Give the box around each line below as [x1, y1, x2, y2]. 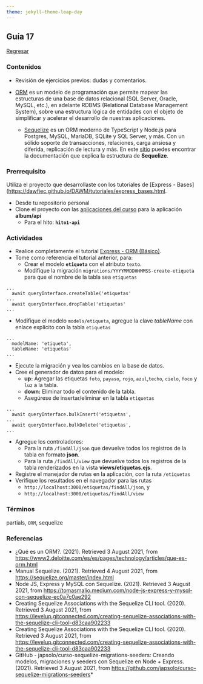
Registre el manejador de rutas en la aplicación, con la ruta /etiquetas [15, 470, 191, 478]
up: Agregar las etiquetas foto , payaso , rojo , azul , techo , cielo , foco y [24, 375, 198, 382]
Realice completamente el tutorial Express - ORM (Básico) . [15, 248, 162, 255]
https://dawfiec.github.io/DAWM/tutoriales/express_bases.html [8, 187, 165, 195]
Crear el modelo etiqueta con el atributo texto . [24, 260, 142, 268]
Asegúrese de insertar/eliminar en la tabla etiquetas [24, 394, 155, 402]
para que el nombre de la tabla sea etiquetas [24, 273, 138, 281]
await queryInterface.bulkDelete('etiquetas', [12, 422, 131, 428]
